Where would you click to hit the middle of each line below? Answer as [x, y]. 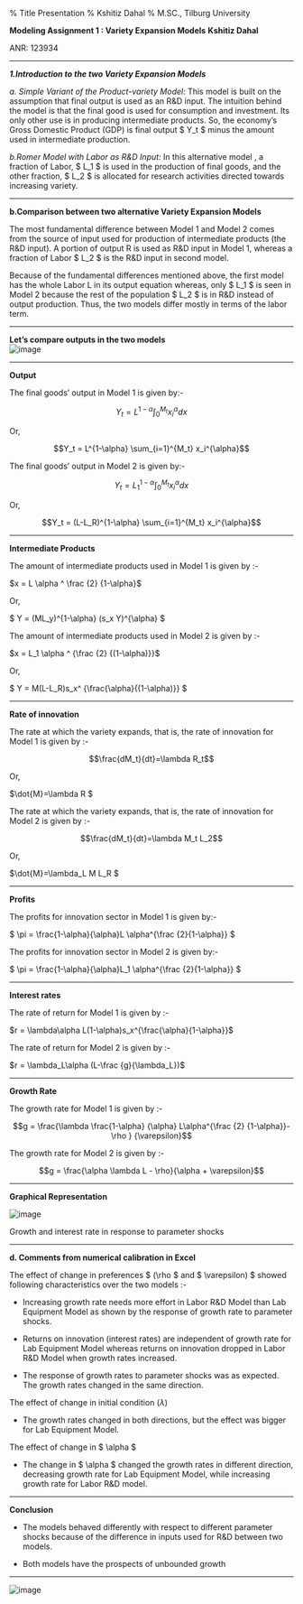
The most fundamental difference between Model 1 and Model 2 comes [142, 229]
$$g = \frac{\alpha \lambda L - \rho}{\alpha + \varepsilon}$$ [151, 1170]
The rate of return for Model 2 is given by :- [90, 1047]
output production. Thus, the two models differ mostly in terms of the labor [148, 304]
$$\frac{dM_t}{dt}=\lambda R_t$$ [151, 758]
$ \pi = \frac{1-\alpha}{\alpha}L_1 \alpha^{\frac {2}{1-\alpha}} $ [125, 969]
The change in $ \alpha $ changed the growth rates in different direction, [158, 1464]
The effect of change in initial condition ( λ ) [89, 1402]
